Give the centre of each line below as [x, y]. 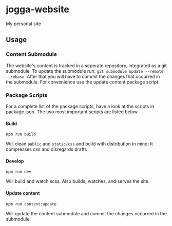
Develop [15, 161]
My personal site [24, 24]
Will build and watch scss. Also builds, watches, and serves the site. [78, 181]
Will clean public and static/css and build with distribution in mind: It [79, 144]
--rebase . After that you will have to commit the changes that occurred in [83, 76]
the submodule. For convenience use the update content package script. [83, 82]
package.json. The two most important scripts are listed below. [72, 112]
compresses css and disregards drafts [46, 149]
